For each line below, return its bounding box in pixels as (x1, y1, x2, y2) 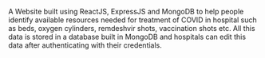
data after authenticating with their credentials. (8, 41, 162, 50)
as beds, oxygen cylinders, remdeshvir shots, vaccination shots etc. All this (8, 24, 255, 33)
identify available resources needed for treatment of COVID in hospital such (8, 15, 257, 25)
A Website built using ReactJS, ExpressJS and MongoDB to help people (8, 7, 244, 16)
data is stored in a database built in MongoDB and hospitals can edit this (8, 32, 246, 41)
